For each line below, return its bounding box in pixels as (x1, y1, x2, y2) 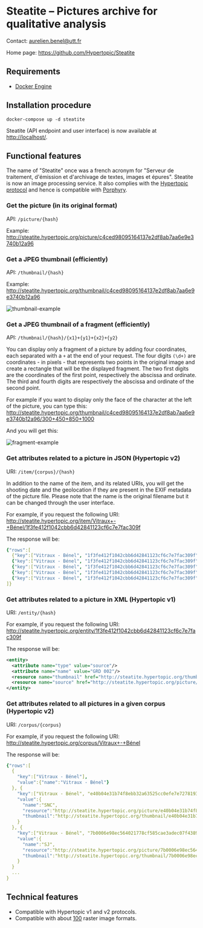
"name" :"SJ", (22, 841, 56, 847)
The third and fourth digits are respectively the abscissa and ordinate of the (6, 378, 195, 386)
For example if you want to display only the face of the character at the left (6, 396, 192, 404)
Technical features (6, 892, 79, 903)
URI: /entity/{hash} (6, 609, 56, 616)
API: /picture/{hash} (6, 215, 59, 222)
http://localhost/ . (6, 133, 48, 141)
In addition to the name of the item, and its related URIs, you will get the (6, 479, 184, 487)
